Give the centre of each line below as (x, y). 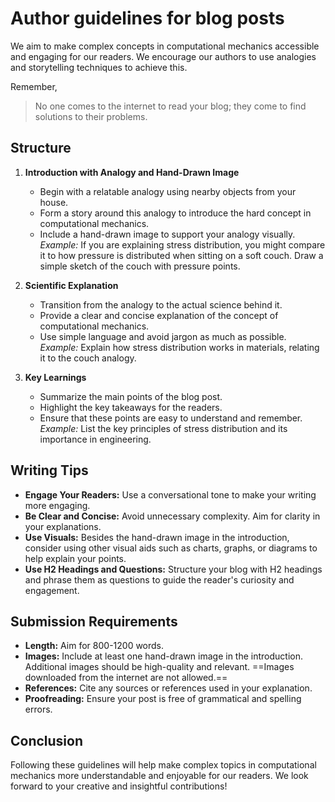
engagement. (52, 590)
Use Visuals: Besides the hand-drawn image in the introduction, (157, 537)
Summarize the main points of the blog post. (131, 396)
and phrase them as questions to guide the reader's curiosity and (159, 579)
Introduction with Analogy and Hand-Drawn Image (132, 172)
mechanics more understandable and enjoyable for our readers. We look (159, 776)
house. (54, 202)
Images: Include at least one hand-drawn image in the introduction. (163, 656)
